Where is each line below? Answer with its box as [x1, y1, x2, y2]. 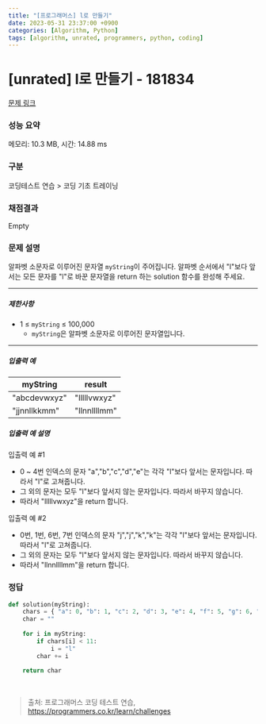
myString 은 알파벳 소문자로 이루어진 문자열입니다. [31, 329, 185, 338]
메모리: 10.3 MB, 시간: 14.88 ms [8, 140, 108, 149]
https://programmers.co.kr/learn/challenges [27, 707, 172, 716]
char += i [36, 652, 69, 660]
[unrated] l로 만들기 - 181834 [8, 71, 195, 88]
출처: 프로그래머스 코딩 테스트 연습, [27, 698, 136, 707]
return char [22, 667, 62, 675]
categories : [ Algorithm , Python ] [8, 26, 119, 34]
